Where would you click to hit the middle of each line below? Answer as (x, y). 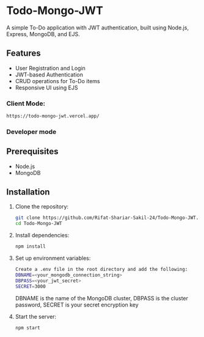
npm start (28, 328)
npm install (30, 246)
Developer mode (31, 131)
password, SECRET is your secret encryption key (77, 305)
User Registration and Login (50, 68)
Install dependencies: (42, 235)
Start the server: (36, 316)
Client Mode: (26, 103)
